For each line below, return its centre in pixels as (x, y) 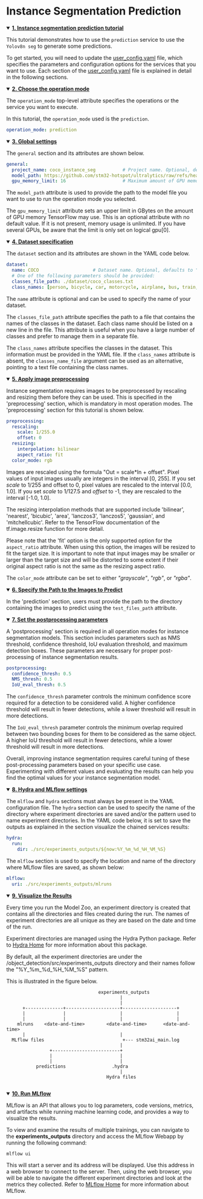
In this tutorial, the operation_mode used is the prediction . (78, 119)
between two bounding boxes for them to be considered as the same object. (101, 734)
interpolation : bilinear (48, 449)
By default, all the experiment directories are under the (74, 956)
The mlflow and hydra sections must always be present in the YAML (90, 801)
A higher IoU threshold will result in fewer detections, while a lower (89, 740)
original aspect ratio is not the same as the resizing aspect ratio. (86, 566)
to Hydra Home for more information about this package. (77, 945)
